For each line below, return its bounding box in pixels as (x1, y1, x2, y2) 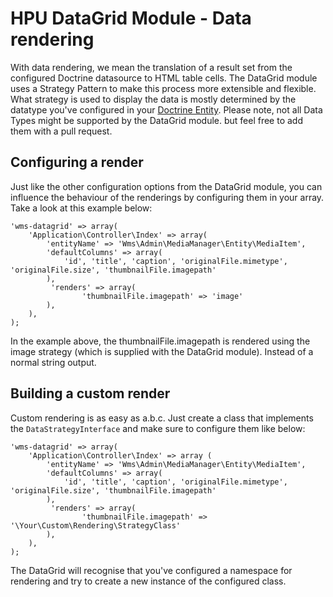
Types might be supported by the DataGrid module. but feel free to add (10, 114, 303, 126)
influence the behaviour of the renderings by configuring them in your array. (10, 191, 325, 203)
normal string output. (10, 356, 97, 368)
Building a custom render (10, 385, 171, 402)
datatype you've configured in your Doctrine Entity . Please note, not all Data (10, 103, 323, 116)
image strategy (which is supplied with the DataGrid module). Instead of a (10, 345, 314, 357)
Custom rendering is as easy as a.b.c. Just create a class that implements (10, 412, 314, 424)
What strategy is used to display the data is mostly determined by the (10, 93, 297, 105)
